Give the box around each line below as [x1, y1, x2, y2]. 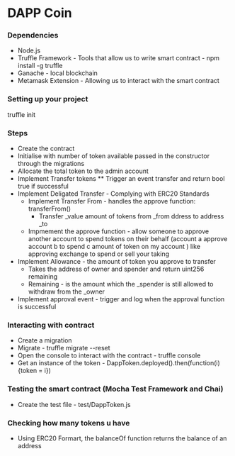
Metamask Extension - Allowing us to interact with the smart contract [17, 77, 219, 85]
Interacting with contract [7, 321, 95, 330]
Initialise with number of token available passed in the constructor [17, 152, 210, 160]
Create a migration [17, 336, 72, 345]
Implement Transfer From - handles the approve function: [28, 197, 196, 206]
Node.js [17, 46, 41, 55]
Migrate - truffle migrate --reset [17, 344, 111, 352]
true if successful [17, 182, 69, 191]
